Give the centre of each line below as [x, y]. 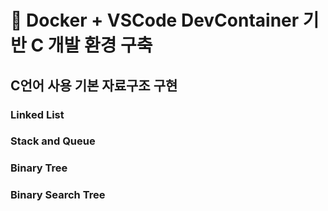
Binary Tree [39, 168]
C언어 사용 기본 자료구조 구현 [94, 85]
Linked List [37, 114]
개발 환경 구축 [100, 45]
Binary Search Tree [58, 195]
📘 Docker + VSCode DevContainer [155, 20]
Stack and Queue [53, 141]
